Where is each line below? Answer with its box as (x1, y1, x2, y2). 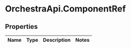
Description (43, 37, 71, 43)
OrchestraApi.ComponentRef (5, 3, 126, 14)
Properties (5, 23, 38, 31)
